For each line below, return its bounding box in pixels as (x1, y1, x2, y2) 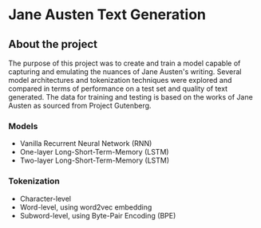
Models (8, 120, 38, 132)
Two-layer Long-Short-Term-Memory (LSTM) (19, 155, 170, 165)
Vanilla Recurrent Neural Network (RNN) (19, 139, 152, 148)
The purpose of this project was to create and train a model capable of (8, 58, 241, 68)
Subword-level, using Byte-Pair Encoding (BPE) (19, 210, 176, 220)
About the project (8, 37, 98, 51)
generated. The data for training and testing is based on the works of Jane (8, 92, 253, 101)
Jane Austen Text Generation (8, 6, 206, 24)
